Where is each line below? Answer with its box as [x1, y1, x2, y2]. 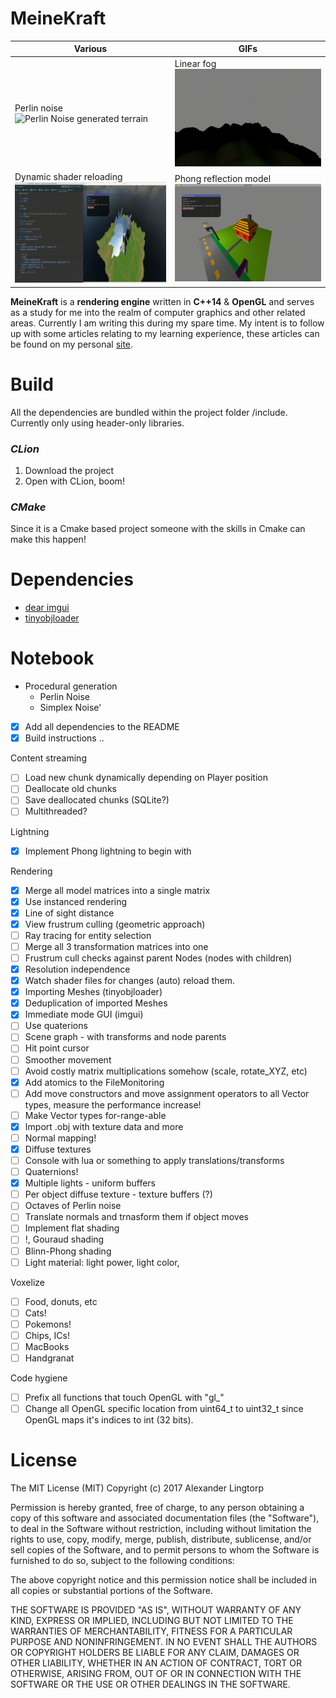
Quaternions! [24, 1166, 79, 1178]
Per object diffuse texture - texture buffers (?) [24, 1188, 213, 1201]
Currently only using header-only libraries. [10, 417, 185, 429]
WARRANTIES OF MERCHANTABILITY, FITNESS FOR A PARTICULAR [10, 1625, 293, 1637]
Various [73, 43, 108, 55]
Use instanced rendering [24, 895, 128, 907]
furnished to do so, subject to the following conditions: [10, 1555, 235, 1567]
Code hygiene [10, 1372, 68, 1384]
